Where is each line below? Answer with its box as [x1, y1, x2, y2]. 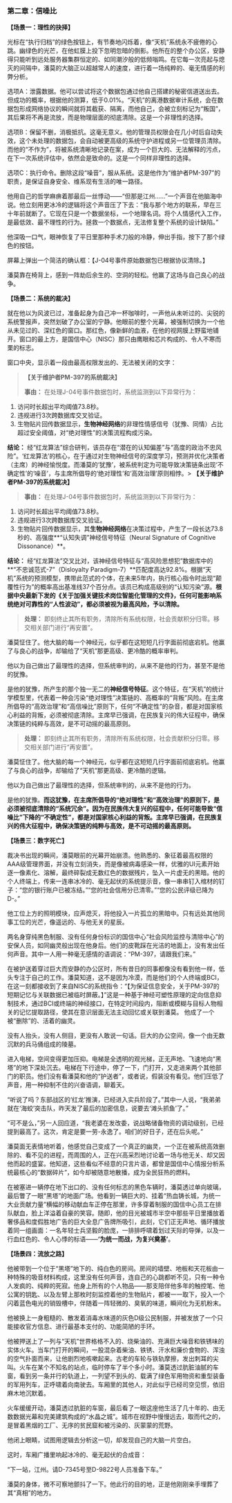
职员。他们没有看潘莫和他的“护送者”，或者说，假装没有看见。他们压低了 [19, 1072, 224, 1080]
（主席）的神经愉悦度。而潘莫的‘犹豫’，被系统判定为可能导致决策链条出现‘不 [7, 461, 224, 469]
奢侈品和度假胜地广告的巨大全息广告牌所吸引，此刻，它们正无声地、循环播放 [7, 1218, 225, 1226]
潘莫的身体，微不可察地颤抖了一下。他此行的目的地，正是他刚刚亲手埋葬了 [7, 1480, 219, 1488]
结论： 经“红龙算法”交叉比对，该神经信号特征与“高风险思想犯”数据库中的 [7, 556, 213, 565]
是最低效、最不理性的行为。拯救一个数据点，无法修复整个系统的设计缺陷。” [7, 218, 219, 227]
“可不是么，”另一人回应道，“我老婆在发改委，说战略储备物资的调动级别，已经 [7, 1119, 224, 1127]
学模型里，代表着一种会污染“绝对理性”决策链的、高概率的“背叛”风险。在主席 [7, 694, 224, 702]
